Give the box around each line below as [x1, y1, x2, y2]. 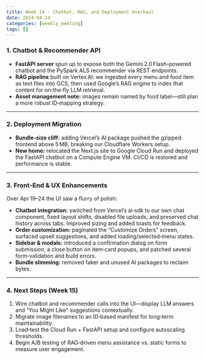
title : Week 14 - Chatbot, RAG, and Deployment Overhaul [6, 9, 154, 15]
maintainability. [15, 319, 54, 327]
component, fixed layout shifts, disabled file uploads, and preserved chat [15, 213, 199, 221]
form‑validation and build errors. [15, 252, 96, 260]
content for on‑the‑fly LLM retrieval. [15, 86, 106, 94]
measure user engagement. [15, 346, 85, 353]
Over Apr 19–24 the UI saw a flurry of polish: [6, 195, 118, 202]
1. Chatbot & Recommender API [6, 46, 101, 55]
